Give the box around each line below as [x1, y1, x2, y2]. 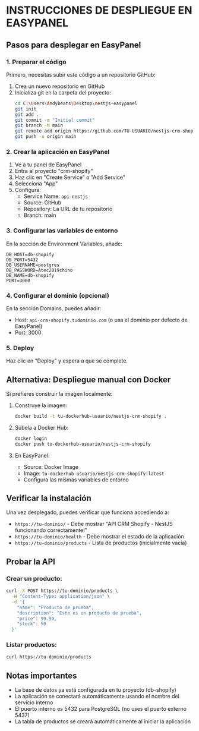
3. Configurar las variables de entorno [6, 226, 118, 235]
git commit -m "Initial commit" [14, 117, 95, 123]
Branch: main [23, 212, 56, 219]
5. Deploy [6, 344, 34, 352]
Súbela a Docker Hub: [14, 424, 69, 431]
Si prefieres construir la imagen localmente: [6, 390, 113, 397]
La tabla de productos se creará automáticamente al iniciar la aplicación [14, 718, 191, 725]
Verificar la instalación [6, 493, 91, 503]
